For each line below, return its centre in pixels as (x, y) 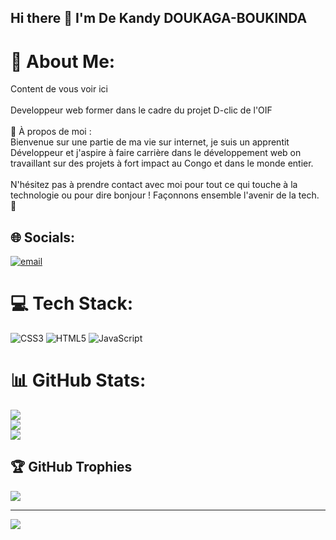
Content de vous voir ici (59, 89)
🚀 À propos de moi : (51, 132)
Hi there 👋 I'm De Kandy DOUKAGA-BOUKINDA (159, 18)
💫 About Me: (63, 61)
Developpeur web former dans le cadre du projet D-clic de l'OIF (141, 110)
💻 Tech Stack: (72, 303)
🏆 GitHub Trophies (71, 467)
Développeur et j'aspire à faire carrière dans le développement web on (156, 153)
